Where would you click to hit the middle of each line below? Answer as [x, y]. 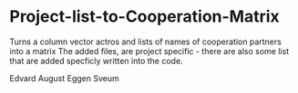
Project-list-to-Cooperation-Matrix [144, 17]
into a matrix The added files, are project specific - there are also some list [149, 51]
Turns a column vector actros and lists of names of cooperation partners [146, 42]
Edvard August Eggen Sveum [65, 78]
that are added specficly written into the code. [97, 60]
